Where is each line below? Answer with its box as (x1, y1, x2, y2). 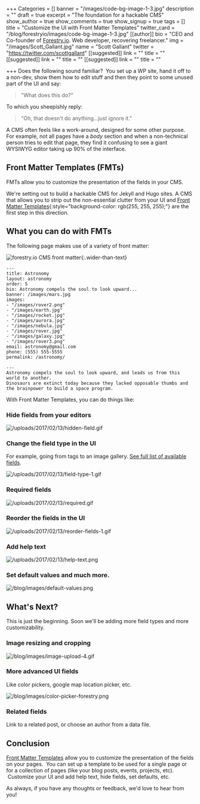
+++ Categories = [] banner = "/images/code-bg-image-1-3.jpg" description (6, 5, 194, 12)
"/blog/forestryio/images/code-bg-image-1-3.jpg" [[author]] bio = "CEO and (6, 30, 194, 38)
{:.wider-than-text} (81, 254, 127, 261)
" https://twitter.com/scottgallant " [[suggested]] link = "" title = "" (6, 50, 165, 56)
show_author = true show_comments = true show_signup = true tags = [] (6, 18, 186, 24)
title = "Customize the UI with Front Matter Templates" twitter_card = (6, 24, 175, 31)
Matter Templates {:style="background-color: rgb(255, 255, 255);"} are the (6, 202, 189, 210)
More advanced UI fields (6, 667, 79, 676)
